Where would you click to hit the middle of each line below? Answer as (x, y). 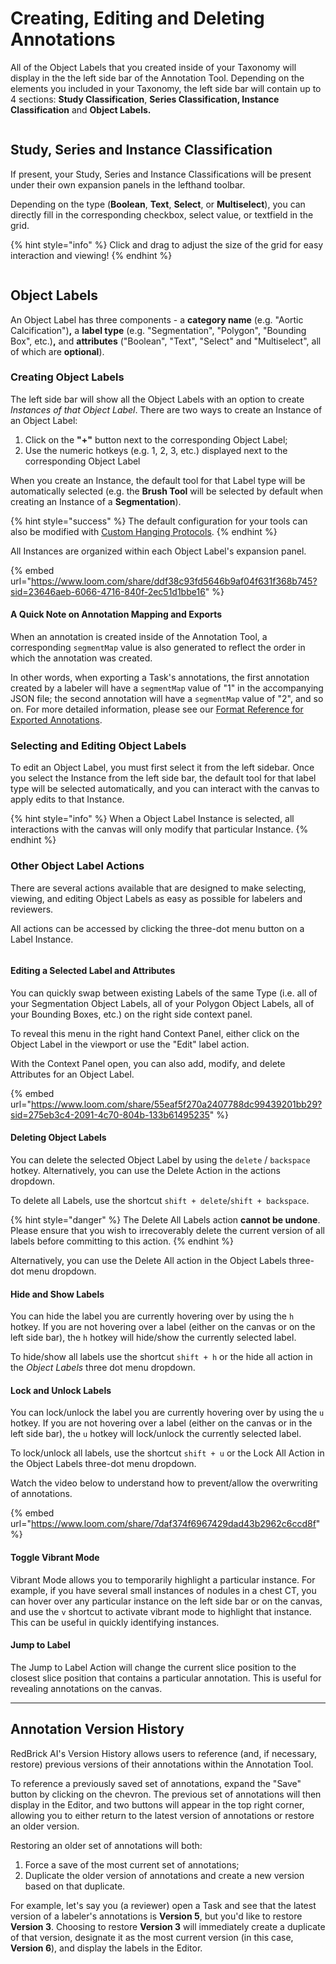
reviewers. (32, 909)
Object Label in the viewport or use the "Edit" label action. (130, 1044)
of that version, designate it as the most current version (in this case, (152, 1937)
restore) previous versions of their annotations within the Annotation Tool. (162, 1764)
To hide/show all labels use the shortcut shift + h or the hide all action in (161, 1357)
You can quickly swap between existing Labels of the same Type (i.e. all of (164, 993)
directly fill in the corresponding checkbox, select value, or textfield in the (162, 214)
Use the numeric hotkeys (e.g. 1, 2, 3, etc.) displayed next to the (156, 450)
